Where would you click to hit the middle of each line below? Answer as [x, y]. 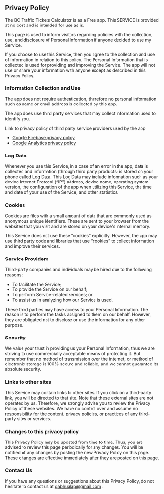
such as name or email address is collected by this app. [61, 104]
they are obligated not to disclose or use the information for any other [75, 320]
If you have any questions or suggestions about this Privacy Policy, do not [80, 481]
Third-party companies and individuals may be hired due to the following [79, 270]
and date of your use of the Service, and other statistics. [62, 192]
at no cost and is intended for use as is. [45, 25]
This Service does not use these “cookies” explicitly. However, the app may [81, 235]
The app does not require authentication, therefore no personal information [81, 99]
